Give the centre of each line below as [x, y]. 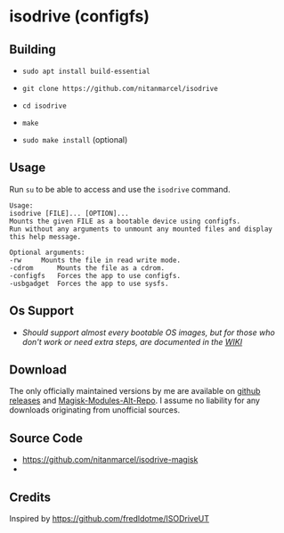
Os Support [41, 311]
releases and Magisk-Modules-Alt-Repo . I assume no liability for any [135, 401]
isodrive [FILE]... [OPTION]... [69, 213]
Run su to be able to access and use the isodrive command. [120, 189]
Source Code [46, 438]
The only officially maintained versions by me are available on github [135, 391]
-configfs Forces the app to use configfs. [95, 275]
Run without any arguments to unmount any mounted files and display [141, 229]
